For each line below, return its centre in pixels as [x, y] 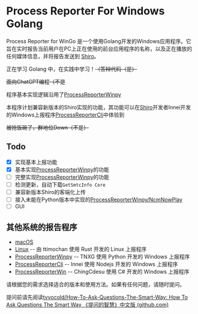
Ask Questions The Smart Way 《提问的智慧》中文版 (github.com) [88, 305]
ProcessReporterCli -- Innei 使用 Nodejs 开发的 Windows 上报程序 [96, 264]
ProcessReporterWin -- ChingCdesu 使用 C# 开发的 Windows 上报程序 [102, 272]
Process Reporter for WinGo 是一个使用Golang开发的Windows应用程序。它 [99, 41]
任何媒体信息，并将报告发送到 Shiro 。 [53, 56]
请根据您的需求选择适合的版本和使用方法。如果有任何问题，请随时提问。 [95, 284]
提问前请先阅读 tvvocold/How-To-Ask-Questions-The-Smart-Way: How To [97, 297]
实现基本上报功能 [36, 162]
